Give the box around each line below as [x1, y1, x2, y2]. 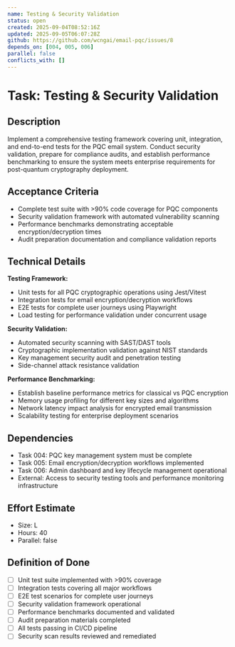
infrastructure [17, 482, 58, 490]
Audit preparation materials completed [17, 616, 131, 624]
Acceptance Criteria [7, 186, 99, 198]
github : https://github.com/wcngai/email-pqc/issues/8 [7, 37, 174, 44]
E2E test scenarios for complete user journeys [17, 591, 154, 600]
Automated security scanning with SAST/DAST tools [17, 338, 171, 347]
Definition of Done [7, 557, 90, 569]
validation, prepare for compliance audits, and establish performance [7, 150, 210, 158]
